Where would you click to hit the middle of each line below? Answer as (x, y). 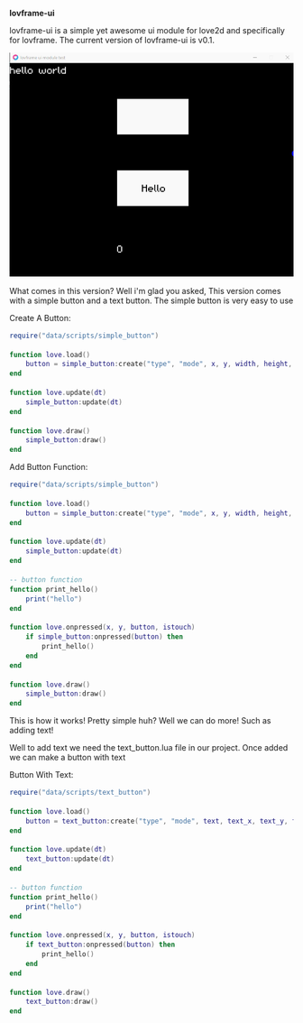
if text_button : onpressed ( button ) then (101, 945)
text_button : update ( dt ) (70, 859)
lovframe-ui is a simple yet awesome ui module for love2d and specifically (147, 30)
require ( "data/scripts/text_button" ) (80, 793)
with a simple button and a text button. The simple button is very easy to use (151, 300)
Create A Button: (40, 318)
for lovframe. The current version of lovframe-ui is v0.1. (112, 40)
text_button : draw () (62, 1002)
